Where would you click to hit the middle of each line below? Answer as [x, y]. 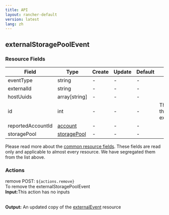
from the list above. [25, 157]
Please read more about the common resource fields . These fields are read [83, 146]
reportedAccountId [30, 126]
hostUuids [20, 96]
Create [101, 72]
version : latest [22, 19]
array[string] [72, 96]
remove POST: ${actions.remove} [40, 181]
